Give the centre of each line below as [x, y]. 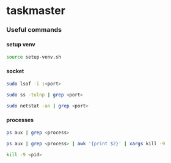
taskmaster [36, 11]
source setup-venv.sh [34, 57]
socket [15, 71]
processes [20, 120]
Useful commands [34, 30]
